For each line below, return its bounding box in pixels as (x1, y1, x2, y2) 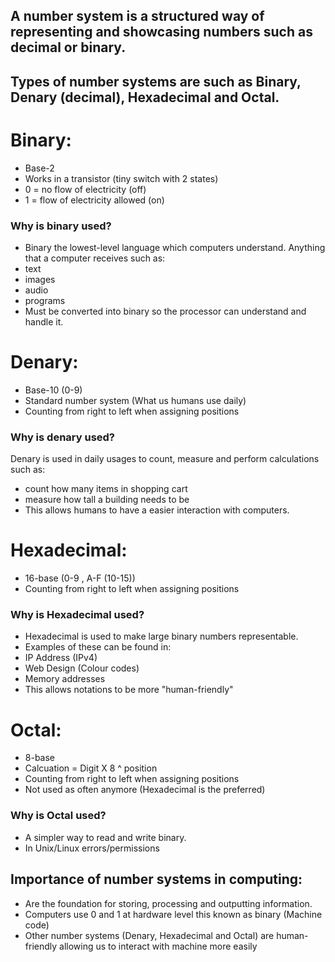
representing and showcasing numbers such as (10, 24, 313, 41)
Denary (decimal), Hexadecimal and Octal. (10, 89, 280, 106)
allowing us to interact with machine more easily (59, 940, 258, 952)
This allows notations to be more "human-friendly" (24, 684, 234, 696)
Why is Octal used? (10, 809, 107, 823)
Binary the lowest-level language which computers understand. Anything (24, 242, 326, 254)
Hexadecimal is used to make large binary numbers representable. (24, 630, 299, 643)
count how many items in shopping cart (24, 483, 188, 495)
